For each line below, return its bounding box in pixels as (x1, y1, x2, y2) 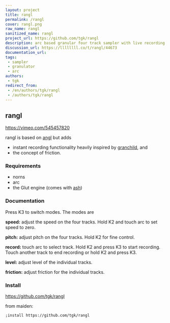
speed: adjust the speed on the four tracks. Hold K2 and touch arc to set (5, 219, 158, 225)
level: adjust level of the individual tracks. (5, 259, 93, 265)
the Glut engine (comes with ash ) (12, 185, 82, 191)
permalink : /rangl (5, 17, 44, 22)
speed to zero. (5, 224, 36, 230)
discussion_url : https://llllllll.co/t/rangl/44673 (5, 45, 117, 50)
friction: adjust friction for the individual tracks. (5, 269, 105, 275)
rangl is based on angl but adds (5, 135, 72, 141)
